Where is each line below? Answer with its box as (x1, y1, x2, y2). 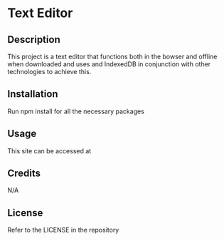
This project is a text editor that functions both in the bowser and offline (7, 52, 218, 61)
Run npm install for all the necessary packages (7, 107, 144, 116)
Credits (7, 168, 41, 180)
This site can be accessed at (7, 146, 92, 155)
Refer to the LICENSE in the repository (7, 226, 119, 235)
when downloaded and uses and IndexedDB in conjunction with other (7, 60, 211, 68)
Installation (7, 88, 58, 101)
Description (7, 34, 60, 46)
